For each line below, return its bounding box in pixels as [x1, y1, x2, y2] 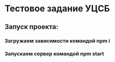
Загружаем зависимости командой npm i [4, 37, 111, 44]
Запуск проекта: [4, 23, 59, 31]
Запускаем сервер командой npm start [4, 50, 104, 57]
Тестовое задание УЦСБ [4, 3, 110, 14]
